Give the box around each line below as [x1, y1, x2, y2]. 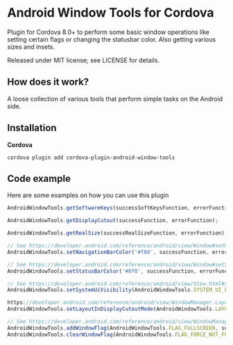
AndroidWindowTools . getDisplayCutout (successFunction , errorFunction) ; [7, 217, 218, 224]
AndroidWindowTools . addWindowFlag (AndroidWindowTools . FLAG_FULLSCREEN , [7, 324, 218, 331]
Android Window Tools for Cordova [7, 5, 214, 21]
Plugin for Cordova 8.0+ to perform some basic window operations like [7, 28, 210, 36]
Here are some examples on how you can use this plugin [7, 191, 169, 199]
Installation [7, 122, 57, 134]
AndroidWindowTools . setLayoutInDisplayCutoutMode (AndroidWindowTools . [7, 305, 216, 313]
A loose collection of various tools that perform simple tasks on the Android [7, 94, 223, 103]
